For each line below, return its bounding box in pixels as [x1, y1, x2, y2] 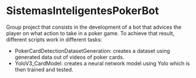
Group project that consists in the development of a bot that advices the [6, 23, 182, 30]
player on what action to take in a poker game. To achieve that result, [6, 29, 175, 36]
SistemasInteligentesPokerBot [6, 4, 159, 18]
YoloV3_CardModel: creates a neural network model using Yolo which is [14, 60, 190, 67]
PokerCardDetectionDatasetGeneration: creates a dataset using [14, 47, 171, 54]
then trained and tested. [14, 66, 73, 73]
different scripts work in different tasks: [6, 36, 102, 43]
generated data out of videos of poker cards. [14, 53, 124, 60]
